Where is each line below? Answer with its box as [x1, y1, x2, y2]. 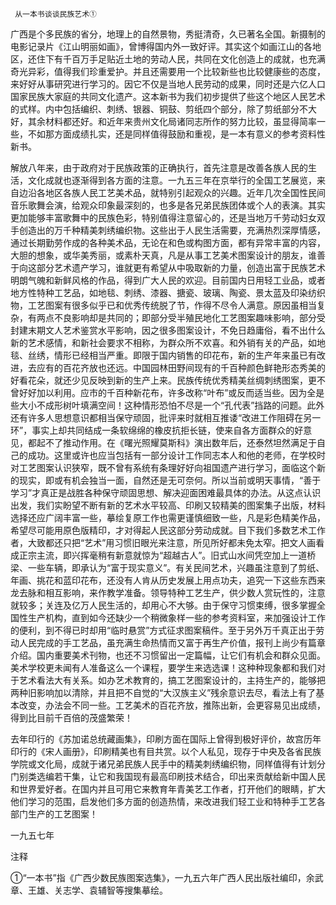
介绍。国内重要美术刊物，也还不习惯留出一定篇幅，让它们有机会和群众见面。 [10, 649, 326, 661]
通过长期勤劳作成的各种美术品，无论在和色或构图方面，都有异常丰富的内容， [10, 237, 326, 248]
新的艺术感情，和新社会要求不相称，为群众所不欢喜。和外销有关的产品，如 [10, 337, 317, 348]
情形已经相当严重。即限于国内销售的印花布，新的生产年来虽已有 [53, 349, 317, 361]
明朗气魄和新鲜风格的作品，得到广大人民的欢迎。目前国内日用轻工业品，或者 [10, 274, 326, 286]
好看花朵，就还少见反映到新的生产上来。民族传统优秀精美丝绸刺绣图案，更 [10, 374, 317, 386]
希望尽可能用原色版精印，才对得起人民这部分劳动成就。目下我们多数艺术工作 [10, 524, 326, 536]
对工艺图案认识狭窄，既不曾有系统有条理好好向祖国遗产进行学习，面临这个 [10, 462, 317, 473]
